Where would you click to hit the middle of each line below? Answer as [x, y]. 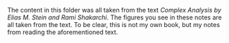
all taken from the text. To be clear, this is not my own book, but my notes [114, 25]
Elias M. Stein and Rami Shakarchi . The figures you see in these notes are [114, 17]
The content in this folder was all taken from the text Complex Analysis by [114, 10]
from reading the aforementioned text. [63, 32]
